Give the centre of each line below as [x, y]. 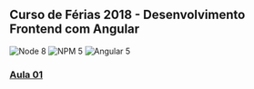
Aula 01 [26, 74]
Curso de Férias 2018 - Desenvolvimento [127, 15]
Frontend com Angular [75, 30]
